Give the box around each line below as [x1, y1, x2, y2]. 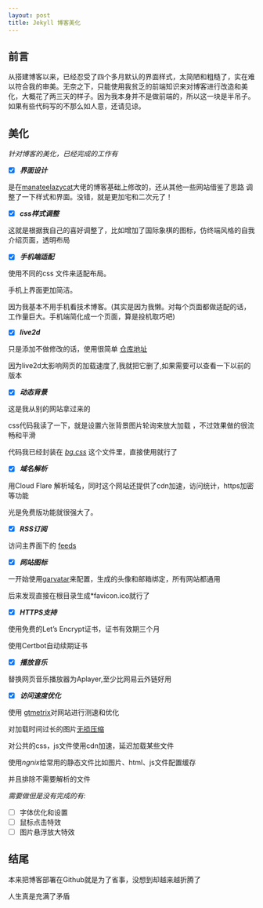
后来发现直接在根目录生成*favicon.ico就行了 [8, 590, 150, 600]
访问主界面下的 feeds [8, 541, 77, 550]
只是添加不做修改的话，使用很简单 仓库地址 [8, 345, 147, 354]
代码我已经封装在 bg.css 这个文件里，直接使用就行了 [8, 447, 178, 457]
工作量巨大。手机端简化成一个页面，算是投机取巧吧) [8, 312, 176, 322]
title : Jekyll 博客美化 [8, 19, 81, 27]
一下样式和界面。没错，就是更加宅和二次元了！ [21, 192, 173, 202]
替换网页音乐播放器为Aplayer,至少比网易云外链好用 [8, 674, 172, 684]
